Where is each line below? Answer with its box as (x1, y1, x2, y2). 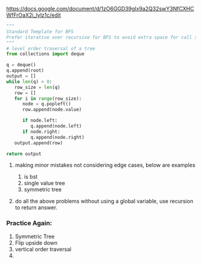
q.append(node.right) (30, 134, 85, 140)
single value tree (23, 180, 66, 187)
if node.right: (22, 129, 61, 135)
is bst (23, 173, 38, 180)
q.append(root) (6, 67, 44, 74)
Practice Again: (6, 219, 52, 227)
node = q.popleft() (22, 101, 71, 107)
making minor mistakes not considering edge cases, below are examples (14, 162, 195, 169)
